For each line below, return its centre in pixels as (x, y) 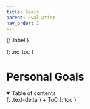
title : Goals (23, 12)
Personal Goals (45, 77)
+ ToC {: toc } (59, 100)
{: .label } (18, 41)
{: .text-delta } (24, 100)
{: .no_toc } (20, 52)
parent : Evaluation (31, 18)
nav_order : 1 (23, 23)
